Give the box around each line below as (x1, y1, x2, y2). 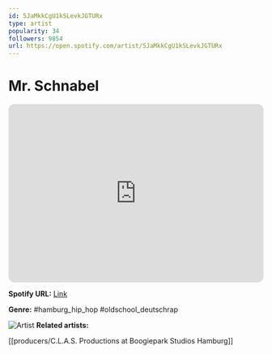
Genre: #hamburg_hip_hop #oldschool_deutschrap (8, 305, 179, 314)
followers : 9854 (8, 34, 63, 43)
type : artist (8, 19, 53, 28)
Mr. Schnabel (8, 77, 100, 96)
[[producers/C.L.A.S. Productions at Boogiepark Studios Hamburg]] (8, 336, 233, 346)
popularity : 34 (8, 27, 60, 35)
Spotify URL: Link (8, 289, 68, 299)
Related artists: (36, 321, 89, 331)
